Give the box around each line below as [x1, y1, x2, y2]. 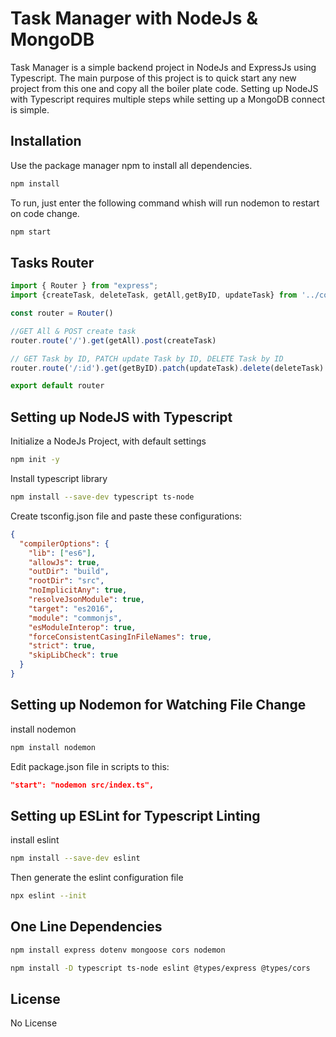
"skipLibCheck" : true [28, 650, 118, 661]
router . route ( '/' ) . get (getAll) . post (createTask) [10, 335, 217, 346]
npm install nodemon [10, 742, 97, 752]
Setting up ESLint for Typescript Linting [10, 807, 261, 824]
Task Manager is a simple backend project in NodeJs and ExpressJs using [10, 61, 317, 73]
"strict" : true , [28, 641, 97, 651]
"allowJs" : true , [28, 557, 101, 567]
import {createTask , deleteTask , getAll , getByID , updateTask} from [10, 290, 298, 301]
